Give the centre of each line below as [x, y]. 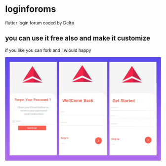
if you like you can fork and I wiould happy [48, 50]
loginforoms [31, 9]
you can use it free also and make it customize [78, 38]
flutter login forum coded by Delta [40, 23]
